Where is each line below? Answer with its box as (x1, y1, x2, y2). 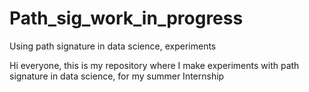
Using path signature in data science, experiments (9, 40, 217, 52)
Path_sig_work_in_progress (9, 7, 244, 30)
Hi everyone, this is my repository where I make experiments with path (9, 59, 300, 71)
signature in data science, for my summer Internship (9, 70, 225, 82)
